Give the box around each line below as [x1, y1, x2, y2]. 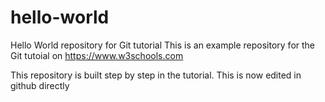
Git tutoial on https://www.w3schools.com [10, 49, 184, 61]
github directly [10, 79, 70, 91]
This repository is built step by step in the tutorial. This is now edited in [10, 69, 302, 81]
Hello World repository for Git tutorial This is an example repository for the [10, 39, 316, 51]
